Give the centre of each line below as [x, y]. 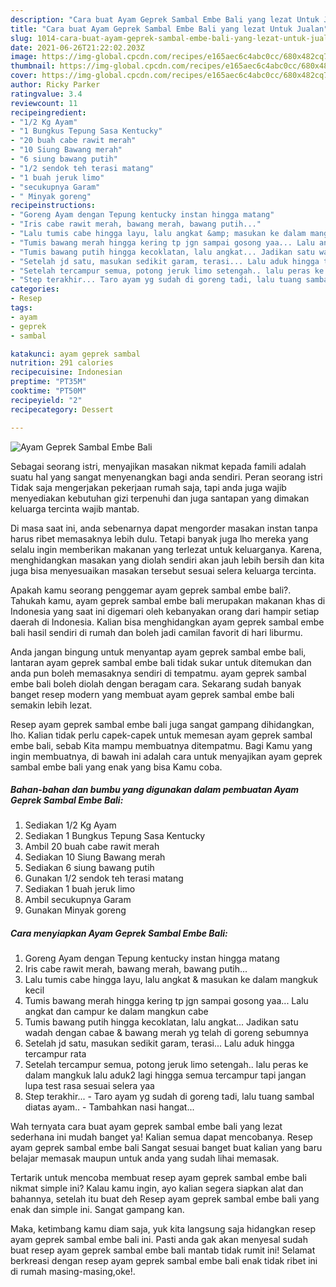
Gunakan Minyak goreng [75, 910]
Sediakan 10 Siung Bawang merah [95, 857]
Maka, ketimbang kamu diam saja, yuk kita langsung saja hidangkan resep [163, 1229]
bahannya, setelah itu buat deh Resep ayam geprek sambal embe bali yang [165, 1199]
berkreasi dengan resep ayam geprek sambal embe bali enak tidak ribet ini [164, 1261]
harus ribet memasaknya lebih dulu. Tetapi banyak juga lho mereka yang [159, 538]
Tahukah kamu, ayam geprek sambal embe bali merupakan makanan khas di [168, 600]
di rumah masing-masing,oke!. [73, 1272]
